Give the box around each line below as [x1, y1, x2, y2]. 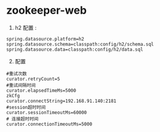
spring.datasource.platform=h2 [6, 36, 84, 42]
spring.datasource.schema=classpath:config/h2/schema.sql [6, 41, 154, 47]
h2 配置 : [14, 24, 37, 31]
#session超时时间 [6, 104, 46, 110]
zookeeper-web [6, 4, 87, 17]
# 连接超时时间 [6, 116, 39, 122]
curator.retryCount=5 [6, 76, 61, 82]
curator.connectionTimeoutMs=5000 [6, 121, 93, 127]
